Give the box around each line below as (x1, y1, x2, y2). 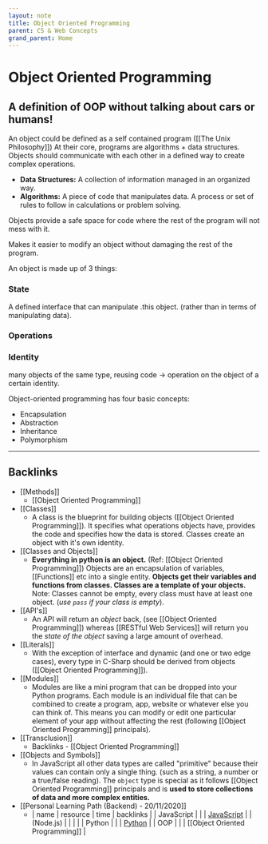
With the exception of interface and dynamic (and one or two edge (31, 648, 251, 658)
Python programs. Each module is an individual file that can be (31, 691, 238, 700)
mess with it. (8, 225, 50, 234)
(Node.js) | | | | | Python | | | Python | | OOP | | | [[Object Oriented (31, 818, 245, 827)
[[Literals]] (19, 639, 55, 649)
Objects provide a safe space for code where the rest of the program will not (8, 216, 260, 225)
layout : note (8, 11, 52, 20)
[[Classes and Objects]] (19, 546, 98, 555)
